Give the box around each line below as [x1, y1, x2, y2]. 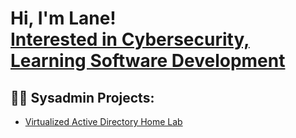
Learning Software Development [10, 50, 286, 72]
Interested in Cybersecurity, [10, 28, 250, 51]
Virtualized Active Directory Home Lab [24, 116, 183, 127]
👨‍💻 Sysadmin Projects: [10, 89, 155, 106]
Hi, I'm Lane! [10, 7, 117, 30]
